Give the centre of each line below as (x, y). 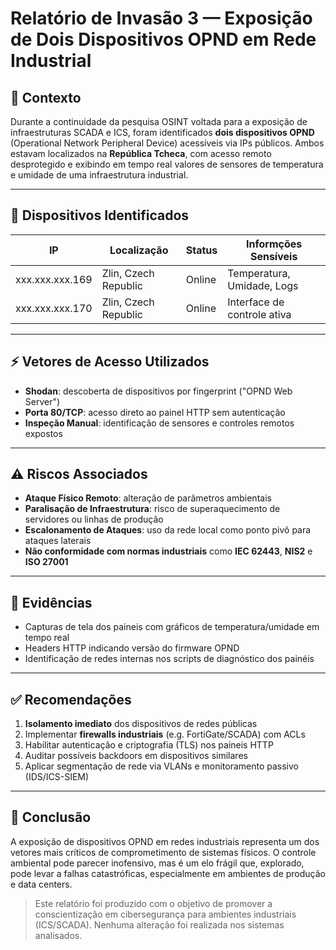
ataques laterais (58, 541)
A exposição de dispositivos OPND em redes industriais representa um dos (165, 841)
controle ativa (259, 314)
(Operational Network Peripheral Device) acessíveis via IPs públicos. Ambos (167, 143)
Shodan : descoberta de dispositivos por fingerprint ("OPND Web (158, 391)
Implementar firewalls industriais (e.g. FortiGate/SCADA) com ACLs (165, 734)
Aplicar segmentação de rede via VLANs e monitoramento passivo (161, 766)
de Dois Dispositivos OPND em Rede (163, 39)
